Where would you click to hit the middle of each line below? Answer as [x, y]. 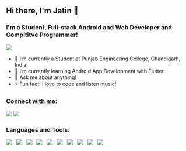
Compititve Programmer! [42, 35]
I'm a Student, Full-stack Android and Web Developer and [89, 28]
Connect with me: [32, 101]
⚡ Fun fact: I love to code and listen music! [65, 84]
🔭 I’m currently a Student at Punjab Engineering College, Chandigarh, [97, 59]
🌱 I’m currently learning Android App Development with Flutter [89, 71]
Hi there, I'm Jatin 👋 [42, 11]
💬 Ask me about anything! [45, 77]
